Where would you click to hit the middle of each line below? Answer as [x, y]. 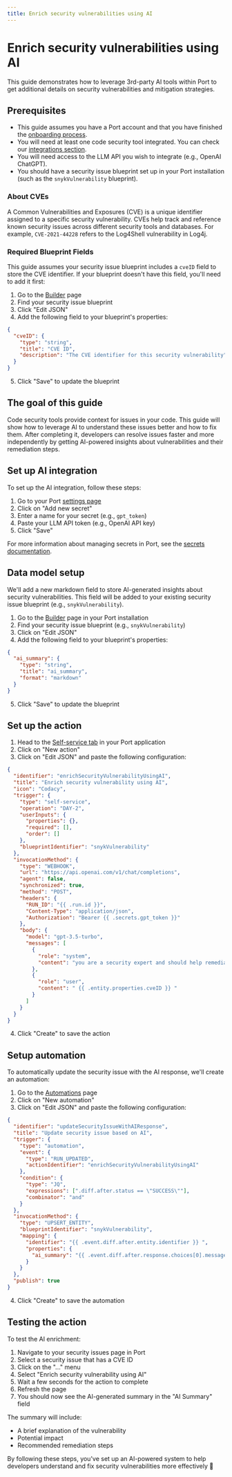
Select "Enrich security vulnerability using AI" [82, 1374]
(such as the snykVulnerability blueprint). [77, 179]
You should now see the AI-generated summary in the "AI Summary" [115, 1396]
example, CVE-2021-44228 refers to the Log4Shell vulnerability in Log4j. [107, 234]
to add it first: [26, 281]
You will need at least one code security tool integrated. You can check [118, 142]
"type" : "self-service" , [55, 802]
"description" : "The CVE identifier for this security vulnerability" [123, 355]
